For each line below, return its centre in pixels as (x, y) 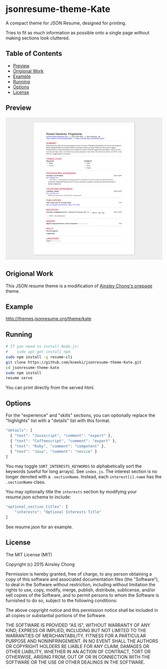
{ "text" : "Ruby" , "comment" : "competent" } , (58, 446)
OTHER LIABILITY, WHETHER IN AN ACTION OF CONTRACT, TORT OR (78, 652)
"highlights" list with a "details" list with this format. (58, 421)
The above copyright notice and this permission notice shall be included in (82, 610)
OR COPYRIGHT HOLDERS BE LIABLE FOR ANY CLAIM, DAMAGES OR (78, 646)
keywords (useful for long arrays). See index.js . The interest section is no (82, 471)
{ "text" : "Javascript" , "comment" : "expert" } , (61, 436)
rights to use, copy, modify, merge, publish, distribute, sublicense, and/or (81, 590)
